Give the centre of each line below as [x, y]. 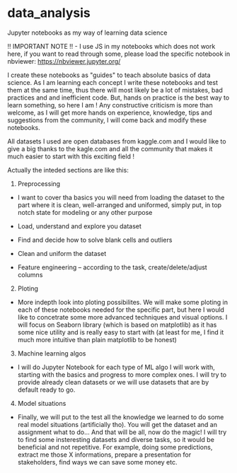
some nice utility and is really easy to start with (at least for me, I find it [121, 332]
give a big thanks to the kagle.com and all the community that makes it [110, 148]
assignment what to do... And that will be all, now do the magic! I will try [122, 432]
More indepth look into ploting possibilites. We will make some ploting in [123, 302]
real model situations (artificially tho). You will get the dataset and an [117, 424]
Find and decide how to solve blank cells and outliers [95, 240]
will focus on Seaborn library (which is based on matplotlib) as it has [117, 325]
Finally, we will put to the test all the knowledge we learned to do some [121, 417]
